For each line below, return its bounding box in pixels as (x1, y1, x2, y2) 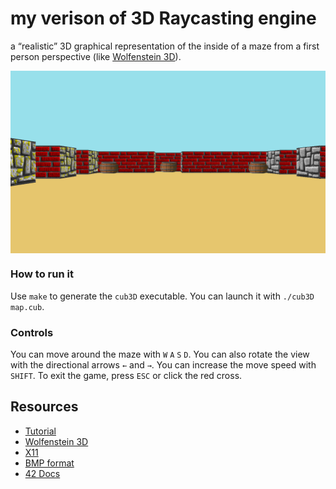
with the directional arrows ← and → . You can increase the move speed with (10, 358, 317, 371)
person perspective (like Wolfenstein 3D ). (10, 50, 182, 62)
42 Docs (24, 467, 61, 479)
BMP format (24, 457, 75, 469)
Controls (10, 325, 54, 339)
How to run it (10, 267, 74, 281)
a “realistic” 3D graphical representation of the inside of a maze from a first (10, 40, 320, 52)
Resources (10, 398, 79, 416)
